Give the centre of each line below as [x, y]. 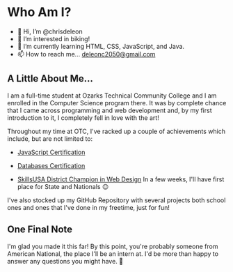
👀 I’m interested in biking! [54, 38]
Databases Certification [51, 165]
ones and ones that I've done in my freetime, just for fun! [89, 207]
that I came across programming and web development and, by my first [110, 110]
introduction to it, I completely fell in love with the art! [83, 118]
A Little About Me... [50, 78]
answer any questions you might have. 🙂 [65, 261]
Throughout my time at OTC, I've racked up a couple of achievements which [116, 131]
